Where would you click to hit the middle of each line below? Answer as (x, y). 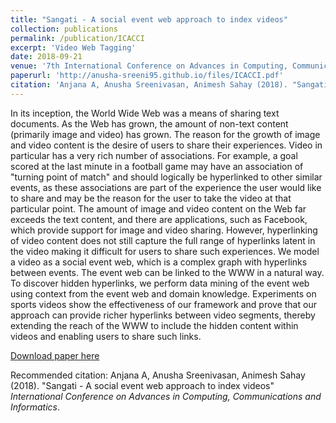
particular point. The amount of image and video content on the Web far (158, 208)
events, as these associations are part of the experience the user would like (166, 187)
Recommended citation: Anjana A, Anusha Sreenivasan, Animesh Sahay (158, 375)
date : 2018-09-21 (46, 57)
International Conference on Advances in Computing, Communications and (166, 396)
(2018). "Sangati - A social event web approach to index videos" (142, 385)
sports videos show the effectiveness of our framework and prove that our (163, 304)
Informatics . (35, 407)
